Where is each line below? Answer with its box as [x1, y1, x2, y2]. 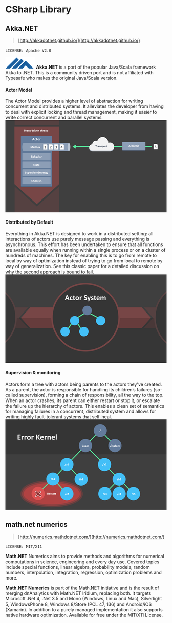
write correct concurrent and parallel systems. [5, 114, 103, 121]
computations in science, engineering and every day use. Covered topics [5, 559, 160, 565]
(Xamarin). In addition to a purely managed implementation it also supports [5, 606, 163, 612]
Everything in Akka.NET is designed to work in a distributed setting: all [5, 231, 154, 237]
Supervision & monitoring [5, 370, 61, 376]
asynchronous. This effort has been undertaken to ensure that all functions [5, 241, 163, 248]
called [5, 392, 18, 398]
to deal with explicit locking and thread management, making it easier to [5, 109, 157, 115]
